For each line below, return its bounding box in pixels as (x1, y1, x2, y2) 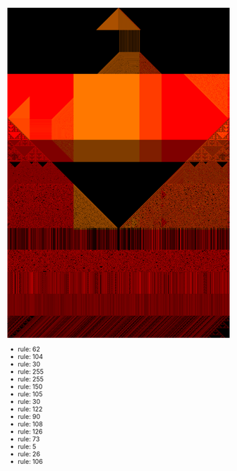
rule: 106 (17, 458, 44, 466)
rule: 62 (17, 345, 41, 353)
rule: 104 (17, 353, 44, 361)
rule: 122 (17, 405, 43, 413)
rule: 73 (17, 435, 40, 444)
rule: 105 (17, 390, 43, 398)
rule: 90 (17, 412, 41, 421)
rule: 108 (17, 420, 44, 429)
